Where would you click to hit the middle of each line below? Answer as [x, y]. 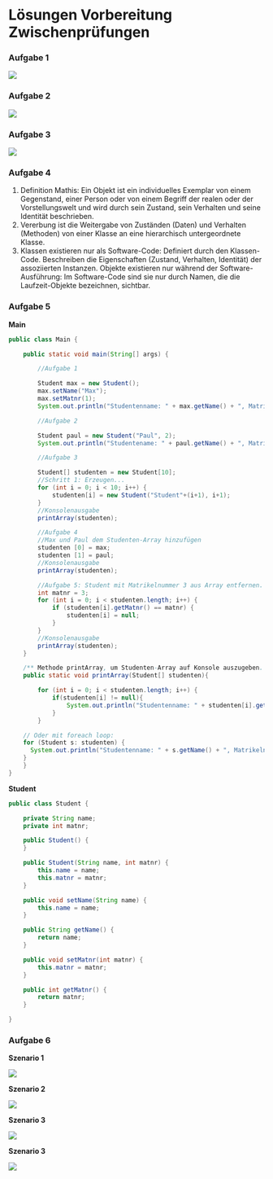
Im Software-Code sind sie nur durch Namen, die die [152, 277]
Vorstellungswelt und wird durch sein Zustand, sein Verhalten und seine [141, 208]
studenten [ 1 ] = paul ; [76, 555]
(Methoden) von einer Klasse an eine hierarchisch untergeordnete [130, 234]
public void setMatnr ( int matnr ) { [83, 960]
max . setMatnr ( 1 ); [67, 399]
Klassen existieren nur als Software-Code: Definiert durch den [124, 251]
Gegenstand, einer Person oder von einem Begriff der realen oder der [137, 199]
